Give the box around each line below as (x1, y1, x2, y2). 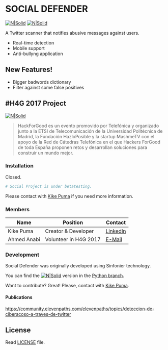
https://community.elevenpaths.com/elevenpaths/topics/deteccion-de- (5, 306, 155, 312)
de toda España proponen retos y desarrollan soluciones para (17, 144, 148, 151)
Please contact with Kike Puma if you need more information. (5, 193, 133, 199)
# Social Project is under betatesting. (5, 184, 93, 189)
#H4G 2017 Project (5, 99, 66, 108)
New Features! (5, 65, 52, 74)
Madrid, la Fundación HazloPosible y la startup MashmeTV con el (17, 133, 155, 139)
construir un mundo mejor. (17, 149, 74, 156)
